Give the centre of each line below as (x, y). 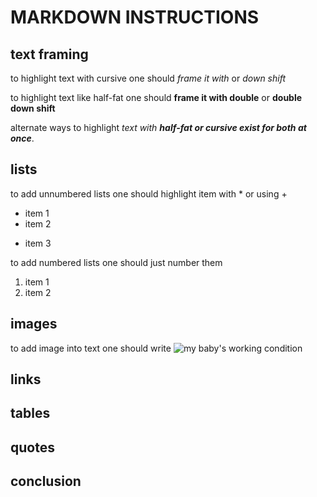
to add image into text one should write (91, 348)
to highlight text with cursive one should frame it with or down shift (148, 78)
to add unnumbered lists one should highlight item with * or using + (149, 193)
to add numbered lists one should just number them (116, 262)
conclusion (46, 481)
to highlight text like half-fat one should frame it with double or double (156, 97)
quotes (32, 447)
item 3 (38, 243)
